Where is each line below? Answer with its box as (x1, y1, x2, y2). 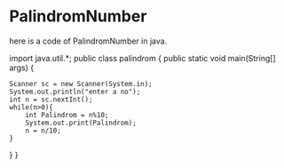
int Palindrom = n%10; (25, 110, 109, 119)
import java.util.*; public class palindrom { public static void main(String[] (9, 52, 277, 63)
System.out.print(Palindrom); (25, 118, 138, 127)
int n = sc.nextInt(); (9, 95, 93, 104)
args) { (9, 62, 34, 73)
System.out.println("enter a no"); (9, 87, 141, 96)
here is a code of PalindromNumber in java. (9, 36, 168, 46)
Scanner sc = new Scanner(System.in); (9, 79, 153, 88)
